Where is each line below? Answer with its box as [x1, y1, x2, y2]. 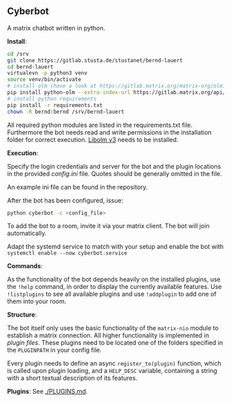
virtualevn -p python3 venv [7, 70, 88, 77]
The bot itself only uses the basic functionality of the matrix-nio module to [7, 324, 219, 332]
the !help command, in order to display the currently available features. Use [7, 283, 222, 291]
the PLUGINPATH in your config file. [7, 346, 102, 354]
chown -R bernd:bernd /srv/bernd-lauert [7, 108, 125, 115]
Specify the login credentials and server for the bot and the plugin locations [7, 162, 221, 170]
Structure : [7, 310, 37, 319]
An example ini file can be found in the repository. [7, 183, 148, 191]
